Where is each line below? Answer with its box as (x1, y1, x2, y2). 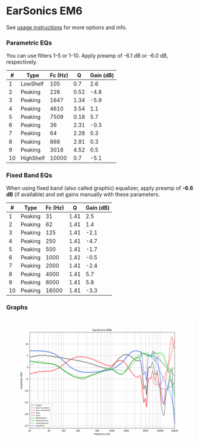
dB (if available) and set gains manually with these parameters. (6, 191, 160, 198)
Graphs (6, 303, 28, 312)
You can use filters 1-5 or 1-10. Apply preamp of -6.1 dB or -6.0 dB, (6, 52, 169, 59)
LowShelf (20, 80, 44, 87)
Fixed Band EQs (6, 171, 52, 179)
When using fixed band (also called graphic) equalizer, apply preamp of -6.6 (6, 185, 194, 192)
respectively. (6, 58, 37, 66)
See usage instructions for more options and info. (6, 24, 128, 31)
